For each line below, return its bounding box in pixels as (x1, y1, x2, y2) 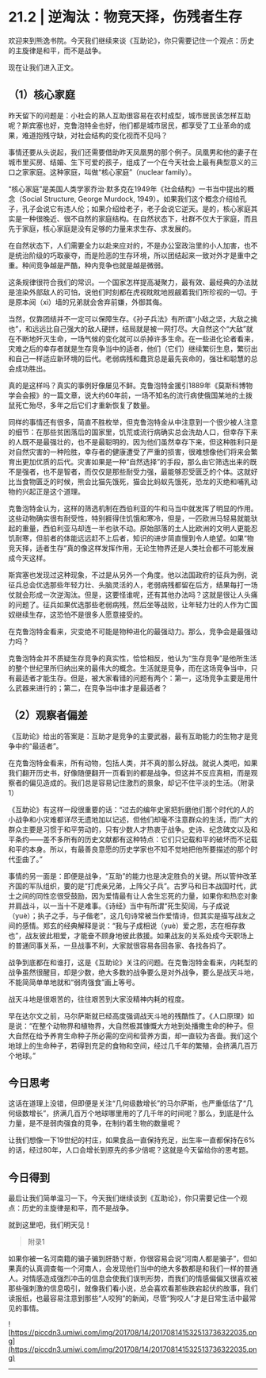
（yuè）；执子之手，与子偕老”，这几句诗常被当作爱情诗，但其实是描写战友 (8, 910, 249, 920)
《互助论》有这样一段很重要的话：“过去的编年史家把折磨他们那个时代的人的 (8, 804, 255, 814)
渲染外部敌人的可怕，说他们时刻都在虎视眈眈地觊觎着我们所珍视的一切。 (14, 287, 251, 297)
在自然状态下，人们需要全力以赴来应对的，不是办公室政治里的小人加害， (8, 241, 244, 250)
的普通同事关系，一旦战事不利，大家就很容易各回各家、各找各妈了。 (8, 941, 230, 950)
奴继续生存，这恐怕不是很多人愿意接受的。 (8, 610, 147, 619)
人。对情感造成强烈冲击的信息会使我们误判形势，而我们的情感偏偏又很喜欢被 (8, 1274, 258, 1284)
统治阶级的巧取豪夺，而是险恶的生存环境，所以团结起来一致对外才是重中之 (14, 250, 258, 260)
